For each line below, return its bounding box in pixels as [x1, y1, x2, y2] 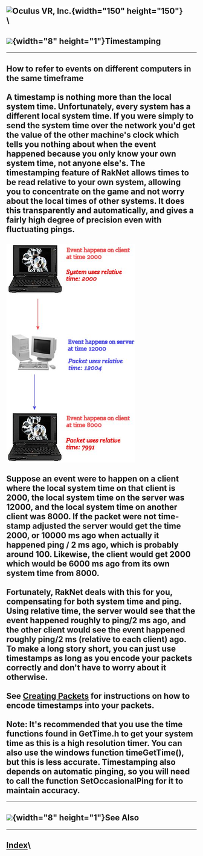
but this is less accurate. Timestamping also [6, 757, 176, 767]
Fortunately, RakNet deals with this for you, [6, 587, 173, 597]
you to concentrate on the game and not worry [6, 186, 185, 196]
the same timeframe [6, 73, 84, 83]
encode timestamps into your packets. [6, 700, 155, 710]
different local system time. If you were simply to [6, 111, 194, 121]
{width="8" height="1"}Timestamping [12, 36, 161, 46]
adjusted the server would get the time [32, 520, 181, 531]
